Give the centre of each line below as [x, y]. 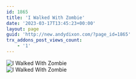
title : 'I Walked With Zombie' [46, 18]
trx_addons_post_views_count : [44, 40]
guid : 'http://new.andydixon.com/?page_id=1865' [69, 35]
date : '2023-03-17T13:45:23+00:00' [51, 23]
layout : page [23, 29]
